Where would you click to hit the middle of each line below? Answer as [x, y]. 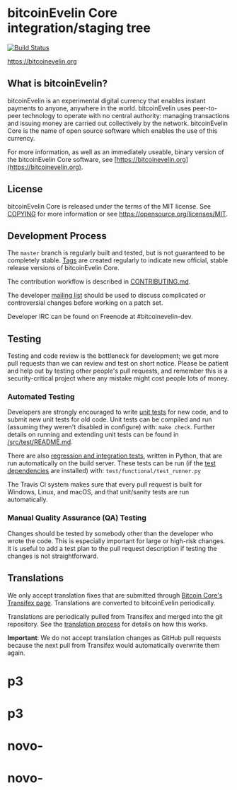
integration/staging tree [79, 28]
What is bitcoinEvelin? [58, 84]
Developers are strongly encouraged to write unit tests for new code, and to [118, 412]
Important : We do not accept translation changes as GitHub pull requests [114, 637]
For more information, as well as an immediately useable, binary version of [116, 152]
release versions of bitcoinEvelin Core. [64, 268]
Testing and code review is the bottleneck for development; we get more [113, 356]
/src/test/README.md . [40, 442]
